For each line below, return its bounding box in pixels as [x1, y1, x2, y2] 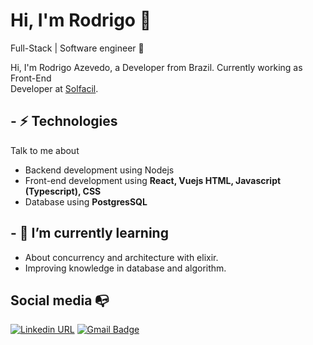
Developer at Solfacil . [10, 82, 99, 94]
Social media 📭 [10, 292, 110, 309]
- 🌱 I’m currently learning [10, 225, 169, 242]
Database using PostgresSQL [24, 195, 148, 208]
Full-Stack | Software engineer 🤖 [10, 42, 145, 54]
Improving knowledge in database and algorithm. [24, 262, 227, 274]
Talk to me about [10, 144, 80, 156]
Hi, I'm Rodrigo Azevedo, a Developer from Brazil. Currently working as [10, 61, 303, 73]
